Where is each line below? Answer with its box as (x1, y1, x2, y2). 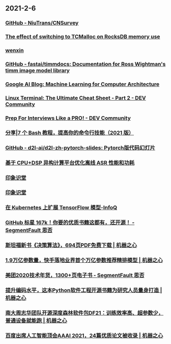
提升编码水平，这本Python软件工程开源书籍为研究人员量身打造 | (5, 286, 162, 293)
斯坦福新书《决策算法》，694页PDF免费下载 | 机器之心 (5, 242, 137, 249)
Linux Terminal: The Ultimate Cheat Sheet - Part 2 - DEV (5, 94, 146, 101)
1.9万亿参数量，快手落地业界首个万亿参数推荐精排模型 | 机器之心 (5, 257, 163, 264)
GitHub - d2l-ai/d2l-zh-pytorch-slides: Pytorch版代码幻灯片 (5, 144, 155, 151)
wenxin (5, 47, 24, 54)
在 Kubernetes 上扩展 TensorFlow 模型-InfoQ (5, 204, 118, 211)
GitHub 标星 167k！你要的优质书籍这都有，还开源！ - (5, 219, 135, 226)
